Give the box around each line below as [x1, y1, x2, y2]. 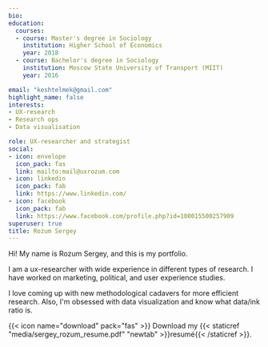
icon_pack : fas [15, 159, 66, 168]
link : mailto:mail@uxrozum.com [15, 167, 120, 176]
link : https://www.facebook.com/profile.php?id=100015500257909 [15, 212, 234, 220]
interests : [8, 101, 45, 109]
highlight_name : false [8, 93, 84, 101]
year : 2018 [22, 49, 59, 57]
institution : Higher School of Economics [22, 42, 162, 50]
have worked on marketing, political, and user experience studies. [8, 273, 226, 283]
